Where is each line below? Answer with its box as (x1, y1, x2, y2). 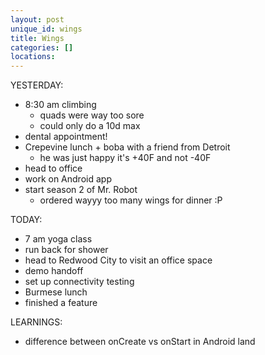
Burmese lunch (24, 286, 88, 298)
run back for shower (24, 244, 109, 256)
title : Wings (10, 33, 65, 43)
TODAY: (10, 214, 43, 226)
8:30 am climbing (24, 99, 97, 111)
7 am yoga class (24, 233, 93, 245)
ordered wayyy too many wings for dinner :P (39, 194, 223, 206)
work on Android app (24, 173, 112, 185)
